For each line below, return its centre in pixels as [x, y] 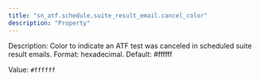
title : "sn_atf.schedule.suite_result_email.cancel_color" [108, 15]
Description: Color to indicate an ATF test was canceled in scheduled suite [130, 45]
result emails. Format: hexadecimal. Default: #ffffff [90, 54]
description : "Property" [49, 23]
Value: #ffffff [32, 69]
